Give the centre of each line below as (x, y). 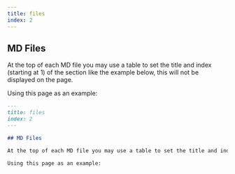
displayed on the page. (40, 80)
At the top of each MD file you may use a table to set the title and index (109, 65)
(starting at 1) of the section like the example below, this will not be (103, 72)
